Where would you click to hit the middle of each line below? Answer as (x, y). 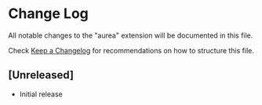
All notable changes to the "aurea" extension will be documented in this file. (131, 35)
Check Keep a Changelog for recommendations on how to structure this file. (131, 50)
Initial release (41, 94)
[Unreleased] (41, 75)
